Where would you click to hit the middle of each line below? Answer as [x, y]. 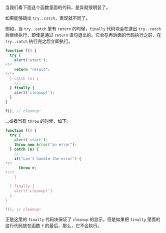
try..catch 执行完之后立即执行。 [39, 41]
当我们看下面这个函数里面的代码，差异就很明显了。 [58, 7]
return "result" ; [32, 69]
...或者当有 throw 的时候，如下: [36, 121]
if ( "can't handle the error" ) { [48, 159]
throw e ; [27, 168]
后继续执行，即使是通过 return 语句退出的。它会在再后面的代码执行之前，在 [83, 35]
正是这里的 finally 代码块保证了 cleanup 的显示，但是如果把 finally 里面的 [83, 219]
